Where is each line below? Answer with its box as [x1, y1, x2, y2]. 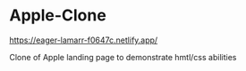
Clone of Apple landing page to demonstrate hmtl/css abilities [9, 51, 237, 62]
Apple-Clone [9, 5, 107, 26]
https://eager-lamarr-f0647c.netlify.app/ [9, 35, 158, 45]
